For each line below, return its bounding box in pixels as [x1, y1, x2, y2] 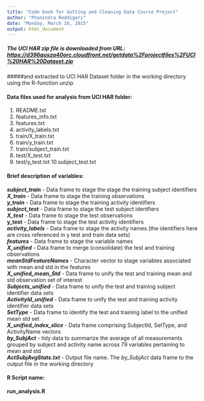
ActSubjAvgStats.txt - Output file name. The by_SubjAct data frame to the [7, 354, 194, 361]
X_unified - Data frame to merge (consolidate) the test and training [7, 244, 175, 251]
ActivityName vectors [7, 327, 61, 335]
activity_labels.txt [15, 126, 59, 134]
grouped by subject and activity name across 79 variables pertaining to [7, 341, 185, 348]
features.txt [15, 120, 45, 127]
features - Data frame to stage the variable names [7, 238, 133, 245]
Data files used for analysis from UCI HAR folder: [7, 93, 132, 100]
